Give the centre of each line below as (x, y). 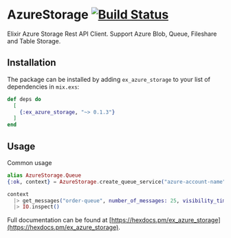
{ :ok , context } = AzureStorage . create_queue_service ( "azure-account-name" (117, 182)
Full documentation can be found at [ (59, 220)
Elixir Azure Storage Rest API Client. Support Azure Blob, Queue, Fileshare (112, 34)
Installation (32, 63)
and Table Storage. (34, 41)
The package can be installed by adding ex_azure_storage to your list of (109, 79)
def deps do (24, 99)
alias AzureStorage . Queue (44, 175)
